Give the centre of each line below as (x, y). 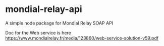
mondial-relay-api (44, 9)
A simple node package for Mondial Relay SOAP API (59, 23)
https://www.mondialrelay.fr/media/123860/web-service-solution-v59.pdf (82, 38)
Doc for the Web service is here (38, 32)
